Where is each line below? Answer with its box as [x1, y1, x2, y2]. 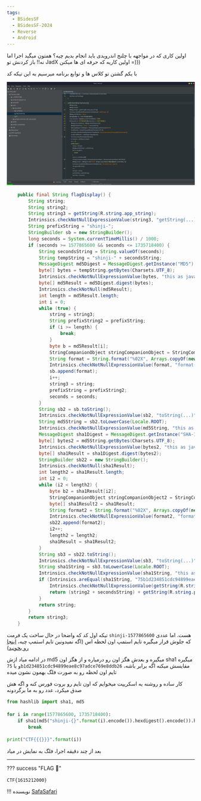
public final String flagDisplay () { [17, 191, 112, 197]
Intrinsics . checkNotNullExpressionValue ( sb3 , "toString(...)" [38, 558, 197, 564]
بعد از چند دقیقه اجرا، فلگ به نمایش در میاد [7, 748, 102, 755]
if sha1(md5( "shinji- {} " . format [17, 718, 98, 724]
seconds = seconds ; [49, 394, 98, 400]
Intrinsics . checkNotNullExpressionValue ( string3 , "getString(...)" [28, 217, 199, 223]
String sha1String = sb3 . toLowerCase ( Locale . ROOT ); [38, 564, 170, 570]
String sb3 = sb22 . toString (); [38, 551, 117, 558]
